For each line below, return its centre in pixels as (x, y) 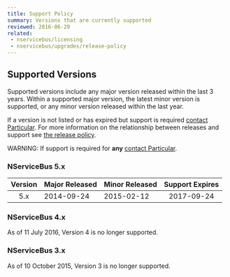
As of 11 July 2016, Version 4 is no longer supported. (83, 232)
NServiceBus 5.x (36, 166)
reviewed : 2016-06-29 (39, 27)
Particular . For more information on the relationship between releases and (113, 127)
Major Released (71, 185)
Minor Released (130, 185)
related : (20, 33)
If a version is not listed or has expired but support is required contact (108, 120)
